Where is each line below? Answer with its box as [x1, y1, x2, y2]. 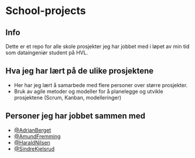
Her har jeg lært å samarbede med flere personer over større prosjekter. [13, 81, 188, 88]
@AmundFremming [13, 133, 61, 140]
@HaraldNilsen [13, 139, 50, 146]
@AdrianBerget [13, 126, 52, 133]
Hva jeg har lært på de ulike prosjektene [5, 66, 153, 76]
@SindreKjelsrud [13, 145, 55, 152]
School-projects [5, 4, 86, 18]
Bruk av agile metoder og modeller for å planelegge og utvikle [13, 88, 163, 95]
